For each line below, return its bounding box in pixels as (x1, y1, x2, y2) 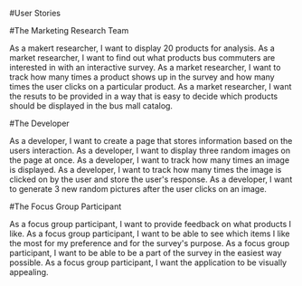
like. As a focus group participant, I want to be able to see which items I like (9, 228, 290, 239)
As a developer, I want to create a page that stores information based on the (9, 136, 293, 146)
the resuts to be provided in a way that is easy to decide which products (9, 91, 278, 101)
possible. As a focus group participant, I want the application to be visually (9, 257, 288, 268)
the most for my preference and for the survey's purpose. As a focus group (9, 238, 290, 248)
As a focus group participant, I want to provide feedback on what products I (9, 219, 292, 229)
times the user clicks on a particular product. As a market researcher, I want (9, 81, 292, 91)
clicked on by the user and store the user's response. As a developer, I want (9, 174, 293, 185)
